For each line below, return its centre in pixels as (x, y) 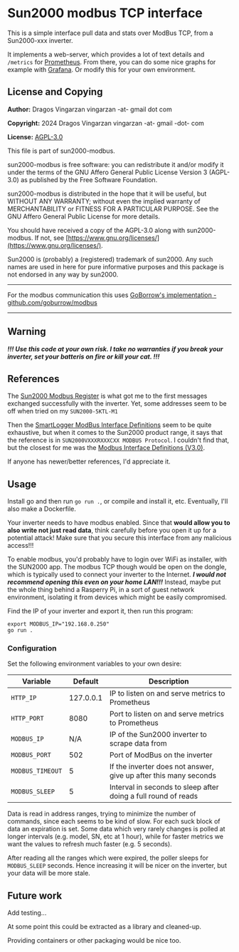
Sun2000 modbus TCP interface (105, 13)
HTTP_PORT (27, 718)
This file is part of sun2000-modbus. (61, 151)
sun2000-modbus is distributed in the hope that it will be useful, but (107, 194)
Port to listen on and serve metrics (167, 714)
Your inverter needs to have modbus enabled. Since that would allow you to (119, 523)
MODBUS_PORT (31, 755)
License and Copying (55, 92)
